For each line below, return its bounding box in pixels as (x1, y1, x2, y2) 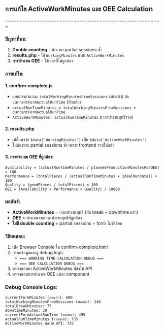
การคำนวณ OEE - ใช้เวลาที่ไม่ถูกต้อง (12, 58, 73, 64)
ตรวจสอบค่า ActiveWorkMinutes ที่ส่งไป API (12, 265, 93, 271)
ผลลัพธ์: (5, 198, 21, 205)
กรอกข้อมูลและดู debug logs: (12, 250, 64, 256)
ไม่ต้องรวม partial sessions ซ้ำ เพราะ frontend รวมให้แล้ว (12, 142, 115, 148)
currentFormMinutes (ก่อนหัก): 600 (5, 295, 73, 300)
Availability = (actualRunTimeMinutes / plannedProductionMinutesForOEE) (5, 165, 160, 170)
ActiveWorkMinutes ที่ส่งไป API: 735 (5, 321, 74, 326)
